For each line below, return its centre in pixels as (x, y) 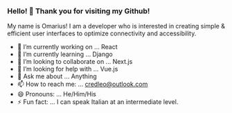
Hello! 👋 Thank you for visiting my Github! (79, 11)
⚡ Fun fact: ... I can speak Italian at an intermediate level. (98, 102)
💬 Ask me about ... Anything (57, 76)
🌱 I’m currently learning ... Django (65, 54)
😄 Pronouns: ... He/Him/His (57, 94)
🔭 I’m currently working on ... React (67, 47)
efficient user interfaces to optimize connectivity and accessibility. (102, 33)
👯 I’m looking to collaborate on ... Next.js (75, 62)
